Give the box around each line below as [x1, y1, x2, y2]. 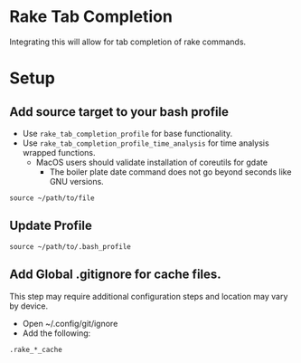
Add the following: [22, 328, 91, 339]
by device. [9, 301, 49, 311]
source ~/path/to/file [9, 193, 95, 203]
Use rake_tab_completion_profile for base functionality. [22, 128, 233, 139]
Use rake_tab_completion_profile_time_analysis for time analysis [22, 138, 269, 148]
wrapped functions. [22, 147, 96, 158]
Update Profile [9, 218, 92, 234]
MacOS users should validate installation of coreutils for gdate [35, 157, 268, 167]
